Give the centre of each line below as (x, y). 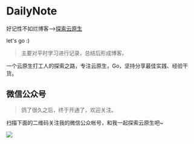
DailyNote (32, 11)
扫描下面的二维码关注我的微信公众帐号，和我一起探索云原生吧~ (85, 122)
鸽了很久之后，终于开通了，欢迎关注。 (69, 110)
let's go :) (18, 40)
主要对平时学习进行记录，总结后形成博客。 (74, 53)
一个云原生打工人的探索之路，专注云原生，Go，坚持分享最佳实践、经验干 (97, 66)
